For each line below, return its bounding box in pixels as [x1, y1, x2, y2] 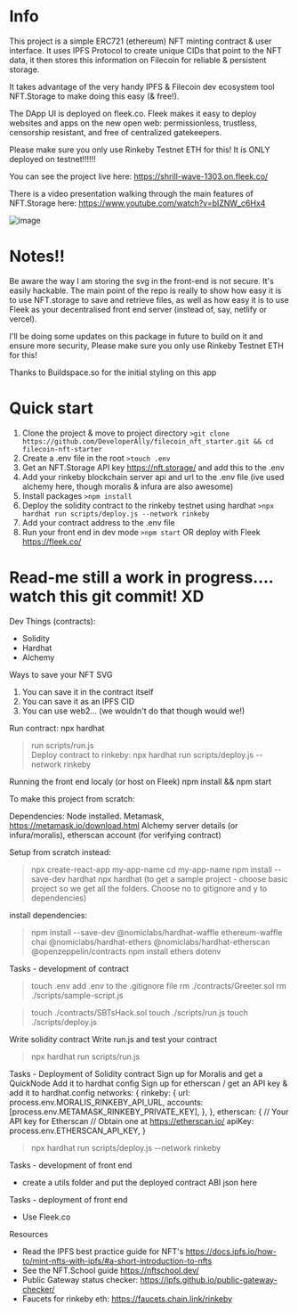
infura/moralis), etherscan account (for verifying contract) [9, 829, 222, 840]
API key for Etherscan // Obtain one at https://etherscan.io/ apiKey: [9, 1115, 254, 1126]
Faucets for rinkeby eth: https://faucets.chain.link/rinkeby [21, 1293, 233, 1304]
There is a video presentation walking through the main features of [9, 188, 254, 199]
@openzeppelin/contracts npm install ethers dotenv [30, 946, 221, 957]
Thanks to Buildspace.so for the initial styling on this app [9, 367, 217, 378]
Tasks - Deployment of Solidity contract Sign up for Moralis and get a [9, 1068, 263, 1079]
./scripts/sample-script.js [30, 990, 124, 1000]
